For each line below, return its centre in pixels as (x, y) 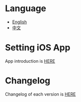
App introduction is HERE (30, 61)
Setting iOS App (38, 48)
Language (26, 8)
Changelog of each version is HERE (40, 94)
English (19, 22)
